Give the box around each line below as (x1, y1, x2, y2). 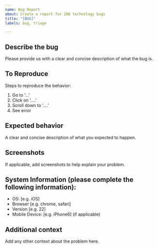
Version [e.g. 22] (12, 206, 46, 212)
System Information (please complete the (5, 175, 134, 183)
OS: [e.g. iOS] (12, 196, 40, 202)
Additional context (5, 225, 62, 233)
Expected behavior (5, 122, 64, 130)
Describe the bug (5, 43, 58, 51)
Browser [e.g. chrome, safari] (12, 201, 71, 207)
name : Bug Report (5, 7, 40, 12)
